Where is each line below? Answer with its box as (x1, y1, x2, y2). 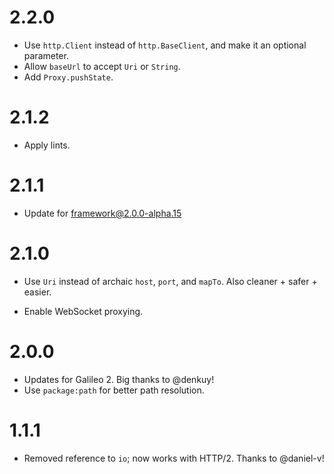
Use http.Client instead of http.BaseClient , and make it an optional (23, 39, 307, 51)
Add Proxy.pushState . (23, 71, 114, 83)
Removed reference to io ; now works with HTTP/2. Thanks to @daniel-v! (23, 452, 325, 464)
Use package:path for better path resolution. (23, 384, 205, 396)
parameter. (23, 49, 69, 61)
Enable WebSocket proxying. (23, 305, 144, 317)
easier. (23, 286, 52, 298)
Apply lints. (23, 139, 71, 151)
